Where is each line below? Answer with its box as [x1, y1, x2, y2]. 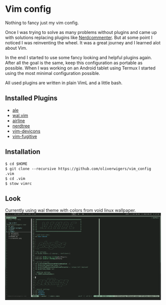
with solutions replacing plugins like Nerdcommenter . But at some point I [5, 34, 153, 40]
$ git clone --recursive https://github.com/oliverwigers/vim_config [5, 166, 152, 171]
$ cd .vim [5, 176, 26, 181]
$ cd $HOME [5, 161, 28, 166]
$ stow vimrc [5, 181, 32, 186]
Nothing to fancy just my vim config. [5, 20, 79, 26]
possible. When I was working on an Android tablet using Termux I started [5, 65, 156, 71]
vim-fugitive [12, 133, 37, 139]
